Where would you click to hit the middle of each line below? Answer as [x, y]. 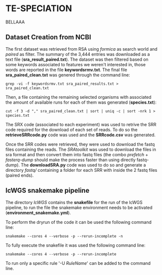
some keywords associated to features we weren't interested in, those [76, 64]
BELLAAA [15, 22]
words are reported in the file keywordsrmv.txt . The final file [66, 70]
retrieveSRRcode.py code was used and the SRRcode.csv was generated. [81, 135]
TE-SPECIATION [39, 9]
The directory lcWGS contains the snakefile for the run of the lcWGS [74, 202]
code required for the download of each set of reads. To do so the [72, 129]
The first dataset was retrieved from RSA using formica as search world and [81, 49]
